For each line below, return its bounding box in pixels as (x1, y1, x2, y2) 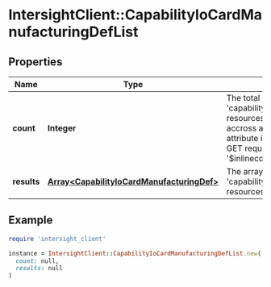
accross (226, 123, 256, 134)
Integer (47, 123, 77, 134)
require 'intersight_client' (8, 235, 106, 243)
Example (8, 214, 53, 227)
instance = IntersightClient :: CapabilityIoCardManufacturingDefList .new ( (8, 249, 262, 257)
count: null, (15, 256, 60, 265)
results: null (15, 264, 63, 272)
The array (226, 166, 264, 177)
